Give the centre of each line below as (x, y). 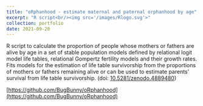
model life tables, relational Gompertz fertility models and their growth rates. (102, 59)
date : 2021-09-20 (28, 29)
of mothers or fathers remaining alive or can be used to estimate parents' (98, 72)
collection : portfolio (35, 23)
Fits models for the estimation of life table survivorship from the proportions (101, 65)
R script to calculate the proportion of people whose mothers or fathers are (100, 46)
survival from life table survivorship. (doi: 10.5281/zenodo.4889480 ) (91, 78)
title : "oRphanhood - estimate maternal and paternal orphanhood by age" (102, 12)
